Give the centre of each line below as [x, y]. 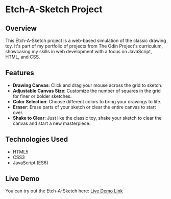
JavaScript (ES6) [30, 163]
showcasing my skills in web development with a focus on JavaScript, [79, 51]
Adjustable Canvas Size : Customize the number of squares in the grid [87, 91]
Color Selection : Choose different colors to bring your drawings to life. [87, 101]
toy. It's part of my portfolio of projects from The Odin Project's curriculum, [84, 46]
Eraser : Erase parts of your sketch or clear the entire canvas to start [84, 107]
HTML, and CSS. [23, 57]
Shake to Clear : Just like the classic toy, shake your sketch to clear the [87, 118]
